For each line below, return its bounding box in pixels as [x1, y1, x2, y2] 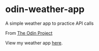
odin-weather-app [5, 4, 85, 15]
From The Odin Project [5, 30, 53, 36]
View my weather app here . [5, 39, 63, 46]
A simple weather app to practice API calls [5, 20, 94, 26]
